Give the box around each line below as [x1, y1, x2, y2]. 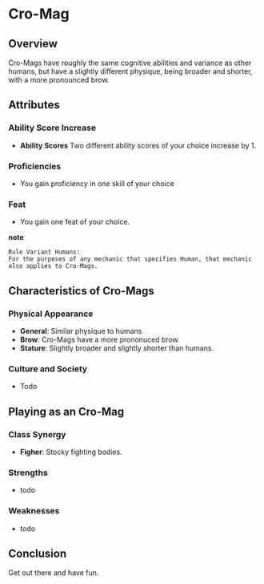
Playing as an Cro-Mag [8, 404, 125, 418]
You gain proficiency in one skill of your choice [19, 178, 174, 189]
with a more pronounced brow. [8, 75, 110, 84]
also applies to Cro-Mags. [8, 262, 98, 270]
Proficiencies [8, 160, 62, 172]
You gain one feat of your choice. [19, 217, 130, 227]
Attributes [8, 98, 60, 112]
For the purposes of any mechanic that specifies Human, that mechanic [8, 255, 252, 263]
